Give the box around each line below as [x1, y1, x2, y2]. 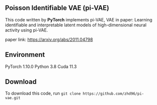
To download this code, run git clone [5, 90, 81, 96]
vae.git [5, 96, 21, 101]
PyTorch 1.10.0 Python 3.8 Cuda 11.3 [5, 63, 77, 70]
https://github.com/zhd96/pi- [82, 91, 144, 96]
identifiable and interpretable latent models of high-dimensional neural [5, 22, 147, 28]
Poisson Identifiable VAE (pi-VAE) [5, 4, 110, 12]
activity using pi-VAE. [5, 27, 48, 33]
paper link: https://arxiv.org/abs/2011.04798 [5, 36, 93, 42]
